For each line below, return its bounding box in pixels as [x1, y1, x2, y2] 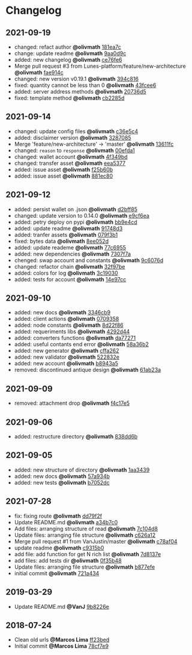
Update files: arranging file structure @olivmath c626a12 [14, 531, 156, 539]
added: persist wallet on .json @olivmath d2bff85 [14, 205, 137, 213]
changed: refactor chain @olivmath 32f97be [14, 263, 125, 270]
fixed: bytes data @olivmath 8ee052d [14, 238, 109, 245]
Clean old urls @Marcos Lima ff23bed [14, 636, 110, 644]
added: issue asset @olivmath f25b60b [14, 166, 113, 173]
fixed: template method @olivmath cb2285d [14, 94, 125, 101]
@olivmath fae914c [14, 69, 64, 76]
